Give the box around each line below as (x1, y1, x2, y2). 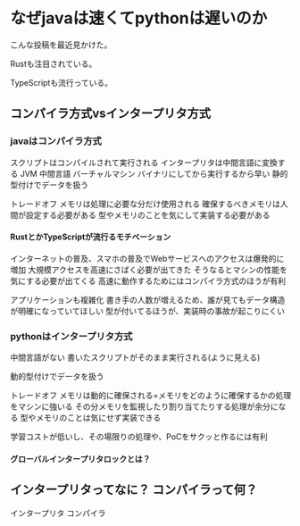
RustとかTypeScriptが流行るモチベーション (10, 231, 171, 242)
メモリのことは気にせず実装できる (35, 413, 162, 423)
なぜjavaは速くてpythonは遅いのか (10, 8, 268, 29)
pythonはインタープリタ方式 (10, 330, 133, 342)
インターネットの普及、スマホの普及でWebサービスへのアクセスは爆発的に (10, 253, 285, 263)
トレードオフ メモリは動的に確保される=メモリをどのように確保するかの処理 (10, 390, 292, 401)
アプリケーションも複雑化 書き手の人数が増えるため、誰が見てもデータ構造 (10, 294, 286, 305)
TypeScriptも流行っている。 (10, 77, 112, 88)
